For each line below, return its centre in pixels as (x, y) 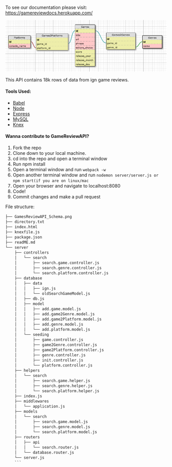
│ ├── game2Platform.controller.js (59, 350)
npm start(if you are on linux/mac (51, 181)
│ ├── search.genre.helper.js (54, 386)
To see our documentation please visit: (46, 7)
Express (21, 114)
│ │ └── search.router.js (47, 448)
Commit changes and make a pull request (57, 197)
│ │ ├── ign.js (35, 289)
